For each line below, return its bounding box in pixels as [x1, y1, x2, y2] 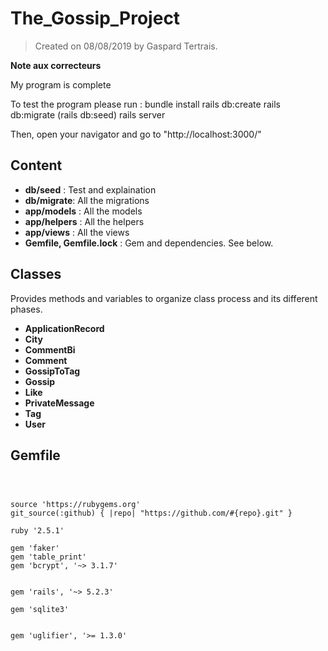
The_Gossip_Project [10, 7, 181, 30]
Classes [10, 266, 62, 283]
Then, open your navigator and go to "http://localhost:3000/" [10, 128, 262, 140]
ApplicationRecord [24, 322, 105, 334]
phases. [10, 303, 43, 315]
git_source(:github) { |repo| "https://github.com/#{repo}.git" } [10, 508, 293, 519]
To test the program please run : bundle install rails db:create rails [10, 98, 281, 110]
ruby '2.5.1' [10, 526, 65, 536]
